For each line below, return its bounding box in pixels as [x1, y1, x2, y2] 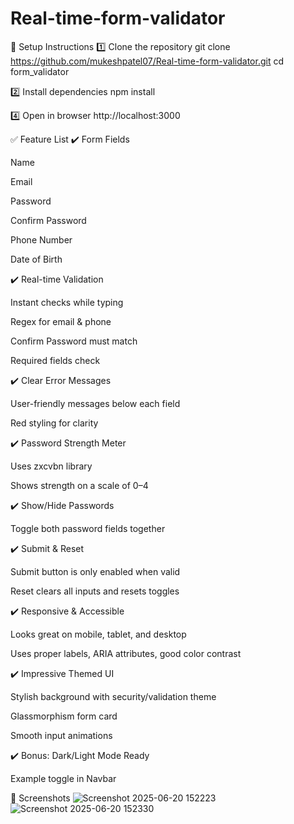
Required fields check [10, 354, 101, 366]
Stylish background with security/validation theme [10, 690, 217, 702]
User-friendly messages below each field [10, 397, 181, 409]
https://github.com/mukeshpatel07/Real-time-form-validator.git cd [10, 55, 284, 67]
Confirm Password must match [10, 335, 138, 347]
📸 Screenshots [10, 792, 71, 804]
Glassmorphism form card [10, 710, 118, 722]
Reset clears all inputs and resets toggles [10, 585, 180, 597]
